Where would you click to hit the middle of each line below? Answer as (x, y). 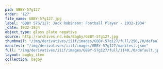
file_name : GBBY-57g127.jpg (33, 18)
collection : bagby (24, 59)
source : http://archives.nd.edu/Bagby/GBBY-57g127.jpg (62, 37)
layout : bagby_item (25, 55)
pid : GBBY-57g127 (23, 9)
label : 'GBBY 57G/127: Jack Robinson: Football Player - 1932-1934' (76, 23)
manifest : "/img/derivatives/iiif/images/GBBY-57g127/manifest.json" (77, 46)
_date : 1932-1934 (23, 28)
